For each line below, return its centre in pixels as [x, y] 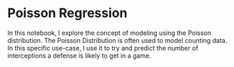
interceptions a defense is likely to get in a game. [79, 56]
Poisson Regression [67, 13]
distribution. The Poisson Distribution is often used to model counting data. [117, 40]
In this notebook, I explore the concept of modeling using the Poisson [110, 33]
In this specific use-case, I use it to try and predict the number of [103, 48]
